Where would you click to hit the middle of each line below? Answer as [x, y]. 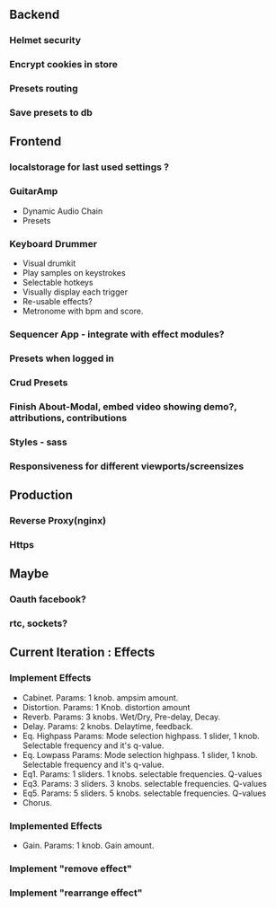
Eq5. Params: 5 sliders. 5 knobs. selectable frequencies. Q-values [144, 793]
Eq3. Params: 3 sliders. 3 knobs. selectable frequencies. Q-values [144, 783]
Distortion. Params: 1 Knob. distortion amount [106, 707]
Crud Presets [39, 383]
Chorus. [37, 802]
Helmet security [45, 40]
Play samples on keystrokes [74, 272]
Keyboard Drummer [53, 243]
